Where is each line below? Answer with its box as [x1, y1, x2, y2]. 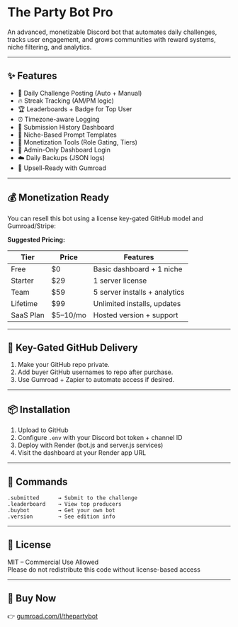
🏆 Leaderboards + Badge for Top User [17, 104, 132, 113]
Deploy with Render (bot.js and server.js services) [17, 441, 164, 450]
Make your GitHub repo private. [17, 361, 110, 369]
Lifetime [11, 298, 38, 308]
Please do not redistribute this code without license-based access [7, 565, 200, 574]
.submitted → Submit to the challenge [7, 495, 138, 502]
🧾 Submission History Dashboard [17, 123, 115, 131]
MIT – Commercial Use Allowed [7, 558, 99, 566]
